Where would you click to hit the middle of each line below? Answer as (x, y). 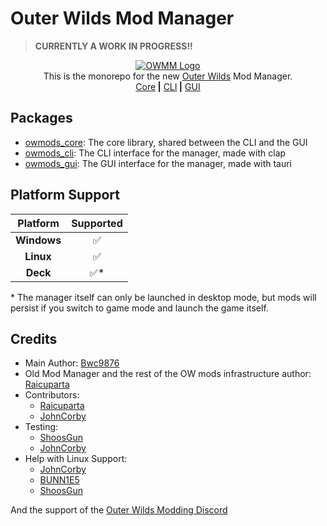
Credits (34, 338)
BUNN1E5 (59, 480)
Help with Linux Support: (76, 459)
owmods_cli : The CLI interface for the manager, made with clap (155, 153)
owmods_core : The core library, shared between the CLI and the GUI (166, 142)
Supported (97, 223)
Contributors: (52, 395)
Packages (41, 118)
